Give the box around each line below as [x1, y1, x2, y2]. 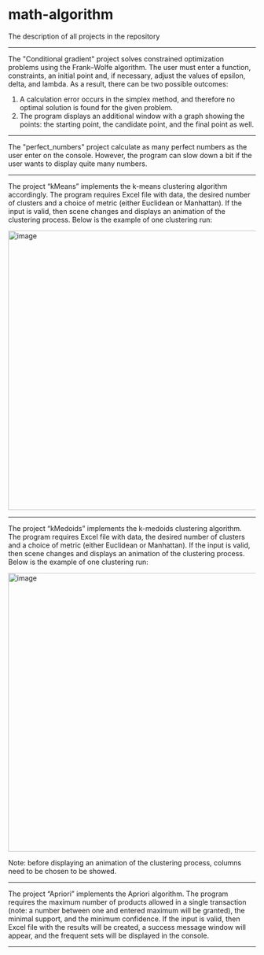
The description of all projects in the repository [8, 31, 160, 41]
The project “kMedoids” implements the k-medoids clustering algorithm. [8, 523, 242, 533]
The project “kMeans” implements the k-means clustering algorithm [8, 181, 228, 190]
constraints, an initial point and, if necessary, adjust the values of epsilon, [8, 71, 246, 80]
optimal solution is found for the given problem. [19, 102, 173, 112]
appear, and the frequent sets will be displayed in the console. [8, 931, 210, 940]
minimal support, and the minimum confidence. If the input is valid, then [8, 914, 240, 924]
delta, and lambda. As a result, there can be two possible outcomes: [8, 79, 229, 88]
